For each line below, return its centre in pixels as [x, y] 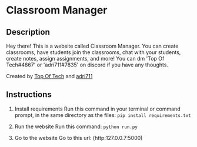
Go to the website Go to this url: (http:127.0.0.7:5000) [79, 138]
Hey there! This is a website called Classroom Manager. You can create [92, 46]
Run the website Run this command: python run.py [76, 126]
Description [28, 32]
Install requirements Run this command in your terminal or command [97, 109]
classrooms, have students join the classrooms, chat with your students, [94, 52]
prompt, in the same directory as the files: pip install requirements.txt [103, 115]
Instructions [29, 95]
